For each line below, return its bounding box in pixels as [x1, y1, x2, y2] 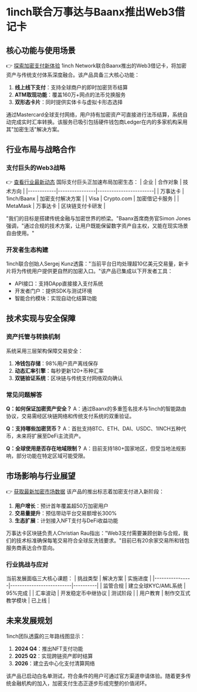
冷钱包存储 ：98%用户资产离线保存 [14, 360, 98, 367]
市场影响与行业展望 [6, 471, 76, 481]
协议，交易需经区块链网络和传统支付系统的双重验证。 [6, 412, 135, 419]
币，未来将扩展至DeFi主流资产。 [6, 432, 84, 439]
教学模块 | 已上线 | [6, 597, 50, 604]
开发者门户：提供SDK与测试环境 [14, 287, 93, 294]
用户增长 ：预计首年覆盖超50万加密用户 [14, 502, 108, 509]
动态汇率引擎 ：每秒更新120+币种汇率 [14, 367, 104, 374]
